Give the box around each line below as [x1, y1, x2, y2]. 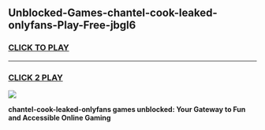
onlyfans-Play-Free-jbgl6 [8, 19, 136, 32]
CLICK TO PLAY [8, 43, 69, 54]
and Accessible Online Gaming [8, 113, 111, 122]
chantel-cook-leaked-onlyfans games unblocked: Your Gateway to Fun [8, 104, 246, 113]
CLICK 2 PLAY [8, 72, 63, 83]
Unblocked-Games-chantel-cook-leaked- [8, 6, 218, 20]
